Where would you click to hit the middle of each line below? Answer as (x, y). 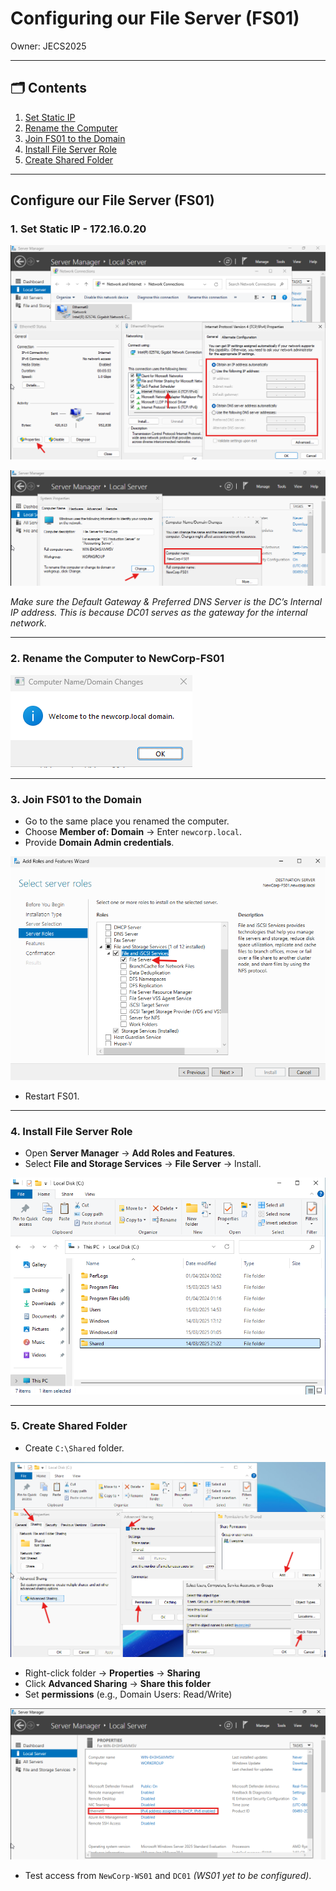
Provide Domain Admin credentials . (99, 842)
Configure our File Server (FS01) (112, 200)
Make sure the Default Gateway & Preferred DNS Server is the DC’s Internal (166, 602)
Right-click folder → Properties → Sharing (112, 1673)
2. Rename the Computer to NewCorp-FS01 (117, 659)
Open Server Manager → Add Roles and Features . (130, 1153)
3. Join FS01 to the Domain (76, 799)
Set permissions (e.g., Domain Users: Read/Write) (128, 1694)
